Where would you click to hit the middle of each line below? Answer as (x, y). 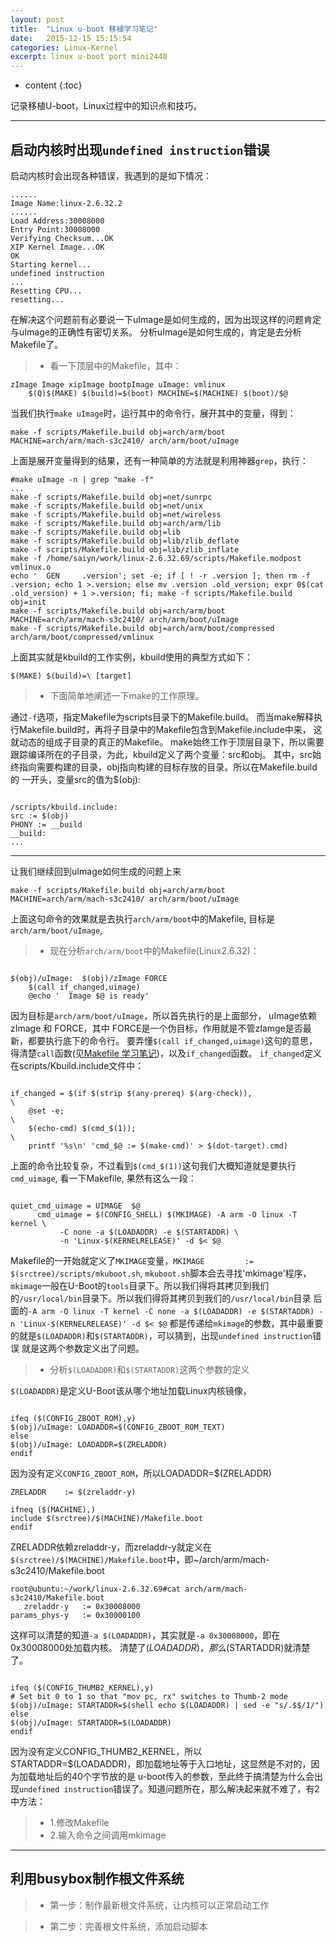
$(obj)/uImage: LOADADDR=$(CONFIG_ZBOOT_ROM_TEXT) (118, 1427)
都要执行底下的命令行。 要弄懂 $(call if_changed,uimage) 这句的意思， (172, 1040)
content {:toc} (53, 85)
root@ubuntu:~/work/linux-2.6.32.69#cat (96, 1589)
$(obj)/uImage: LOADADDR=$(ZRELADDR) (89, 1444)
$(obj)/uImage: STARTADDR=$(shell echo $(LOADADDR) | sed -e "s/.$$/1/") (167, 1705)
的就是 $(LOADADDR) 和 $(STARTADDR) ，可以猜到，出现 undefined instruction (161, 1335)
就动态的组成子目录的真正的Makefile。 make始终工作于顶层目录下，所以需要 (167, 742)
